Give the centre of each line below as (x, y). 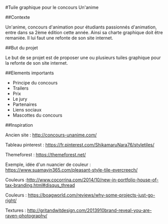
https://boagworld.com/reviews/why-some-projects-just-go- (92, 195)
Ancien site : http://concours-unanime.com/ (51, 135)
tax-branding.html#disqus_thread (40, 185)
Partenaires (25, 104)
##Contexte (18, 17)
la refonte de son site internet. (37, 63)
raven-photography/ (26, 216)
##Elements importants (30, 73)
